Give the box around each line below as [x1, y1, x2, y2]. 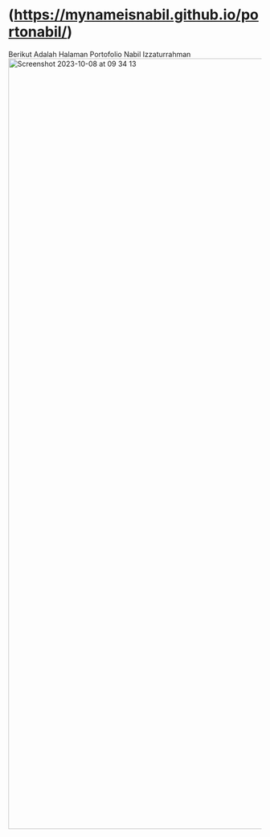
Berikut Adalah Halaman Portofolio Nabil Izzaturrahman [8, 49, 191, 59]
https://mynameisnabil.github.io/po [14, 6, 260, 24]
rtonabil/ [8, 23, 67, 41]
